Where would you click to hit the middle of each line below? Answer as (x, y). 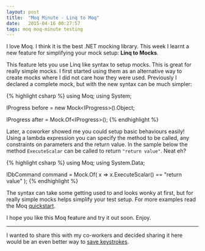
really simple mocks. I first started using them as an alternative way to (94, 71)
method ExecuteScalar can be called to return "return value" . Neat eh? (96, 151)
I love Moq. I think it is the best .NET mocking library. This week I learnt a (98, 46)
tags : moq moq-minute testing (45, 29)
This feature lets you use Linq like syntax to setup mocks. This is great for (99, 65)
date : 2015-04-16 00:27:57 (43, 23)
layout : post (23, 12)
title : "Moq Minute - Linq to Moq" (53, 18)
